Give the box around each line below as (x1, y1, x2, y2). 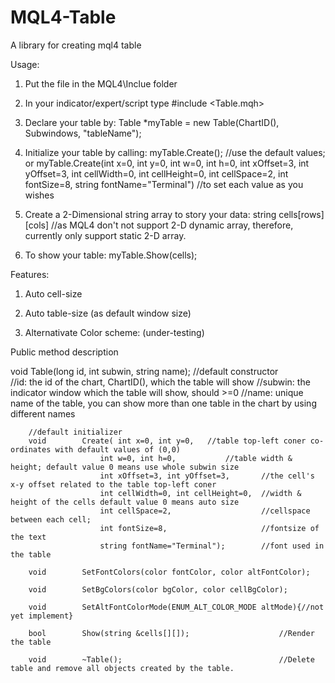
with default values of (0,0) (54, 444, 182, 455)
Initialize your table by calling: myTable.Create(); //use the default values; (24, 146, 326, 158)
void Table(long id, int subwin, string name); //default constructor (10, 365, 279, 377)
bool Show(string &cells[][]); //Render (28, 628, 315, 638)
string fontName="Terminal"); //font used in (99, 541, 325, 551)
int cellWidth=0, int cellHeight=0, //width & (99, 488, 302, 498)
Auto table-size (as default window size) (24, 307, 192, 319)
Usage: (10, 58, 40, 70)
